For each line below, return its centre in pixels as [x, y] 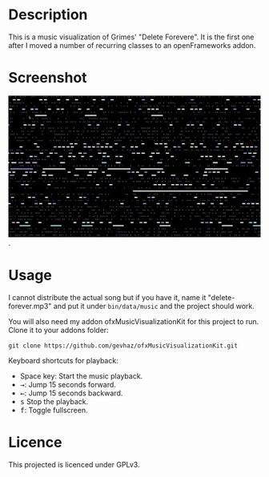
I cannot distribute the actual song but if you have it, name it [107, 298]
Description [48, 15]
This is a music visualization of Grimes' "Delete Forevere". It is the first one [131, 37]
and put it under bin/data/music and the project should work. [154, 307]
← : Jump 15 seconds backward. [71, 393]
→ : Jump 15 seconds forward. [68, 385]
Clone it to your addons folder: [59, 331]
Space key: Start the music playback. [81, 376]
